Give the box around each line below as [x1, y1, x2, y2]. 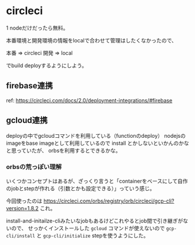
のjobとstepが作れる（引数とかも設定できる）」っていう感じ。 [6, 184, 155, 192]
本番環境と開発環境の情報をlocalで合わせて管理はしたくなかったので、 [6, 37, 177, 44]
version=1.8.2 [6, 204, 39, 211]
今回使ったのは [6, 197, 42, 204]
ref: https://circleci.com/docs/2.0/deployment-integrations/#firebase [6, 97, 173, 104]
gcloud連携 [6, 115, 48, 125]
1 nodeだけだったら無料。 [6, 24, 69, 31]
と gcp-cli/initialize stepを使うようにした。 [36, 231, 149, 239]
